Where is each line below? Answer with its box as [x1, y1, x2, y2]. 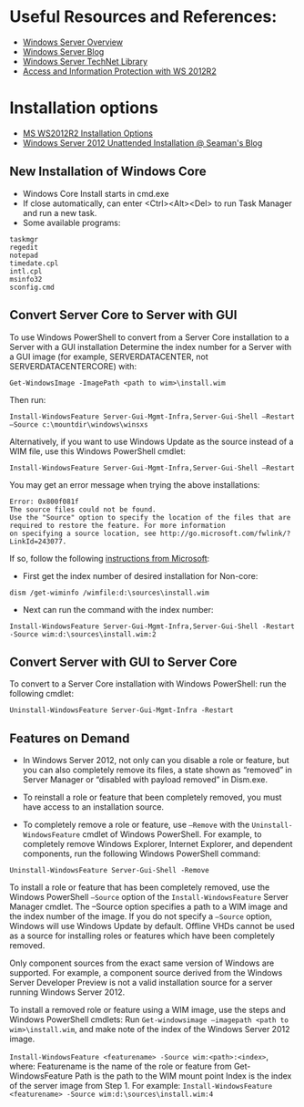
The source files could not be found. [9, 504, 157, 514]
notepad [9, 251, 39, 260]
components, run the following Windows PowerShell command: [22, 848, 261, 859]
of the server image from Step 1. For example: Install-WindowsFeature [9, 1081, 273, 1091]
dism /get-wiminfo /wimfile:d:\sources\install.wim [9, 588, 209, 597]
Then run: [9, 394, 46, 405]
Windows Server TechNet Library [22, 56, 148, 67]
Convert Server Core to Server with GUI [9, 307, 238, 323]
